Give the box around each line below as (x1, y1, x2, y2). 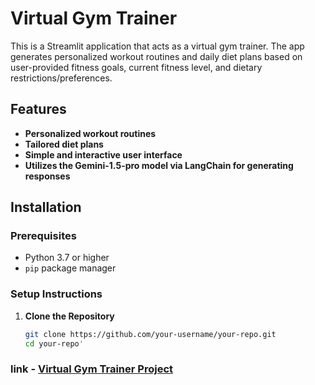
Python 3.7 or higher (24, 252, 110, 264)
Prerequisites (10, 229, 77, 243)
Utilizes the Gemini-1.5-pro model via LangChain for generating (24, 159, 294, 171)
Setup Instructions (10, 287, 103, 301)
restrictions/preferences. (10, 72, 113, 84)
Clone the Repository (24, 310, 115, 322)
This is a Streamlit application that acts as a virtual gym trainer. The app (10, 40, 305, 52)
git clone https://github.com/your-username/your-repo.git (24, 329, 277, 339)
